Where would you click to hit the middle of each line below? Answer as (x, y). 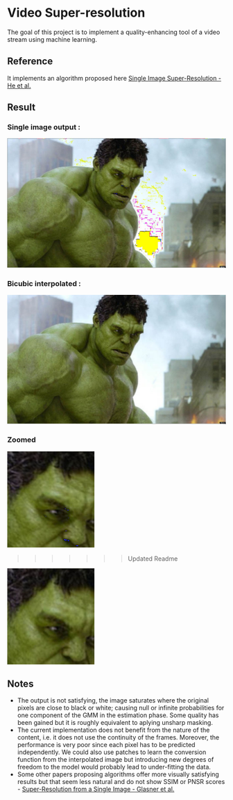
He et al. (19, 86)
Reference (30, 62)
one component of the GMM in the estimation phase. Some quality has (118, 715)
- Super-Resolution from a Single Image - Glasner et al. (96, 789)
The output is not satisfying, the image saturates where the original (113, 701)
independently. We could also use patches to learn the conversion (112, 752)
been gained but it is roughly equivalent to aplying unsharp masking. (115, 723)
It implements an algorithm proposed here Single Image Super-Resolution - (114, 78)
